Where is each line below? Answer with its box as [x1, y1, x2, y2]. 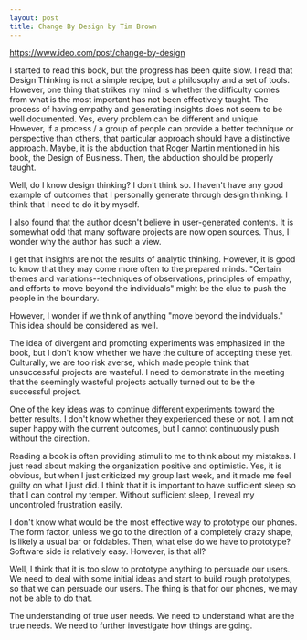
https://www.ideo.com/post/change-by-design [9, 47, 185, 58]
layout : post [9, 13, 59, 23]
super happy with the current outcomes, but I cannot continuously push [9, 423, 280, 434]
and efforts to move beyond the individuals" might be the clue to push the [9, 282, 287, 293]
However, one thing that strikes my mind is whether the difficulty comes [9, 84, 281, 95]
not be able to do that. [9, 593, 93, 603]
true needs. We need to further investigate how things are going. [9, 620, 253, 631]
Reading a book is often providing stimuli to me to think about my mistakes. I [9, 450, 297, 461]
